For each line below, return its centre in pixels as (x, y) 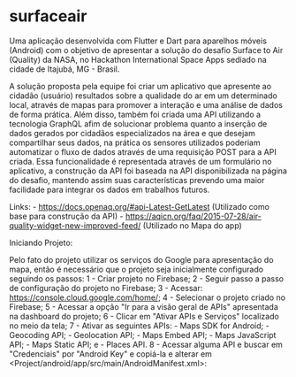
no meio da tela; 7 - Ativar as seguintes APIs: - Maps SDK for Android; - (139, 326)
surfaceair (48, 16)
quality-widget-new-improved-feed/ (75, 225)
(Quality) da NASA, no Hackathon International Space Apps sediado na (138, 59)
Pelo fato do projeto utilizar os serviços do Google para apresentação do (141, 259)
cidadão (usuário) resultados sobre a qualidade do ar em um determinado (144, 96)
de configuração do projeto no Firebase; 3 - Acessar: (106, 288)
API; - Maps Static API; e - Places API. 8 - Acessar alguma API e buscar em (146, 344)
